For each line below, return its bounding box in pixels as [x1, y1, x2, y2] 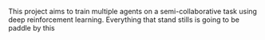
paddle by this [8, 24, 55, 32]
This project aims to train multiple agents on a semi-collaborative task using [8, 7, 258, 16]
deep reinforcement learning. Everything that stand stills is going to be [8, 15, 239, 24]
